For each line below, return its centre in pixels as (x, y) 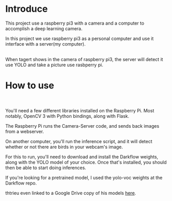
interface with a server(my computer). (45, 44)
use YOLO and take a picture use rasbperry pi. (54, 65)
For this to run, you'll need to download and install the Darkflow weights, (82, 156)
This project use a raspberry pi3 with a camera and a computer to (75, 23)
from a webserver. (25, 131)
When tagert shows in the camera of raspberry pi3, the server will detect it (84, 59)
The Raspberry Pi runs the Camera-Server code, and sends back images (82, 126)
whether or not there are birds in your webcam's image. (64, 147)
